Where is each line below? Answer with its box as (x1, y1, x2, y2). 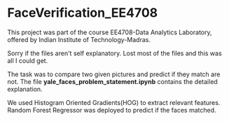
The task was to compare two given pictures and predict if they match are (7, 70, 221, 78)
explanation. (7, 85, 43, 93)
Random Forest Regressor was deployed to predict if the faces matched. (7, 106, 216, 114)
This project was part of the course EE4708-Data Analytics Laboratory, (7, 28, 212, 36)
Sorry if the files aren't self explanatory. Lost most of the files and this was (7, 49, 222, 57)
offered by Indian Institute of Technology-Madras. (7, 35, 151, 43)
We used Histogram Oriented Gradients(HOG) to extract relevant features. (7, 98, 221, 106)
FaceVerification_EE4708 (7, 5, 158, 21)
